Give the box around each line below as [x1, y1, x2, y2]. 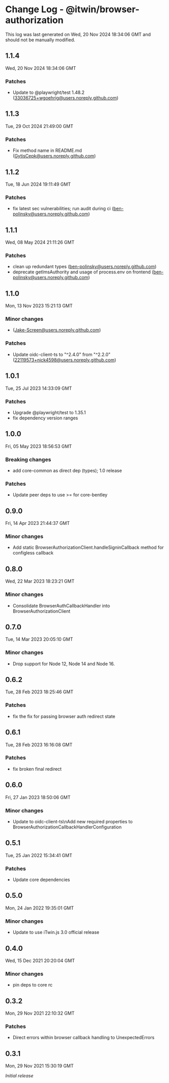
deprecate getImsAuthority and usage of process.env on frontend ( [12, 269, 154, 275]
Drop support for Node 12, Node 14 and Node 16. [12, 661, 115, 667]
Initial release [5, 1073, 34, 1079]
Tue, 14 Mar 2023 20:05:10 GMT [5, 636, 73, 642]
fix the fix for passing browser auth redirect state [12, 713, 116, 719]
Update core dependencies [12, 876, 70, 883]
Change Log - [5, 4, 64, 15]
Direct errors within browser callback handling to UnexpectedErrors [12, 1035, 155, 1041]
